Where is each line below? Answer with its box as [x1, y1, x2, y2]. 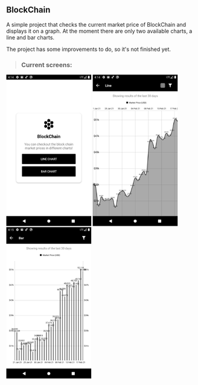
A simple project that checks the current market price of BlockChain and [6, 21, 187, 28]
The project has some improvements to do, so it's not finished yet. [6, 45, 171, 53]
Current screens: [21, 61, 72, 69]
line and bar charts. [6, 33, 55, 41]
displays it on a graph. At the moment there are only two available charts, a [6, 27, 193, 35]
